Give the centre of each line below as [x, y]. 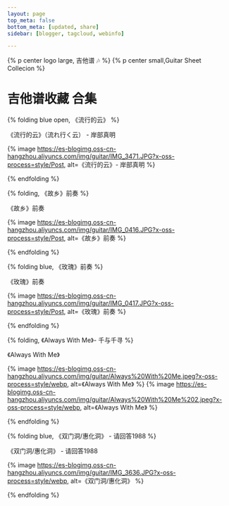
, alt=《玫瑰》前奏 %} [95, 312]
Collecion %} [26, 68]
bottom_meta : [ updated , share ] [53, 27]
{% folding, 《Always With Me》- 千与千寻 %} [70, 340]
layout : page [26, 14]
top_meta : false [31, 20]
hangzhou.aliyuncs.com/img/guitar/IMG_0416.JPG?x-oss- [91, 230]
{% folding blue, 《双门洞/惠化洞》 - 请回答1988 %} [82, 436]
